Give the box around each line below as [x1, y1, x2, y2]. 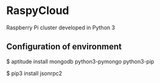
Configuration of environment [6, 41, 122, 52]
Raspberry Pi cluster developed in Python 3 [6, 24, 116, 31]
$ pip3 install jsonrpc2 [6, 70, 63, 77]
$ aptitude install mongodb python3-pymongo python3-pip [6, 57, 155, 65]
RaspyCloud [6, 4, 69, 18]
